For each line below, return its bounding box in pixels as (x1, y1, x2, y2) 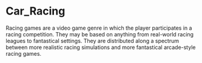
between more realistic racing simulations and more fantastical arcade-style (5, 44, 196, 51)
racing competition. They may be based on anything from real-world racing (5, 30, 194, 38)
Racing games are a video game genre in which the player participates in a (5, 24, 192, 31)
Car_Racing (5, 4, 66, 18)
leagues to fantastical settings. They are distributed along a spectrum (5, 37, 180, 44)
